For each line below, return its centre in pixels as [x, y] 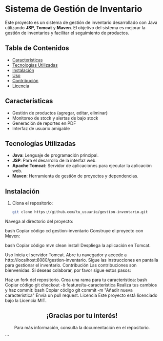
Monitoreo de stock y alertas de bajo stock [55, 118]
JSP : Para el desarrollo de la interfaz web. [54, 161]
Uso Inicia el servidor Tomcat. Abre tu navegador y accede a [66, 255]
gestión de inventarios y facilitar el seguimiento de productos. [67, 33]
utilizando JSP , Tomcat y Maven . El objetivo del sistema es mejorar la [75, 27]
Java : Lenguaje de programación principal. [55, 155]
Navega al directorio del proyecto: [39, 221]
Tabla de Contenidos [37, 48]
